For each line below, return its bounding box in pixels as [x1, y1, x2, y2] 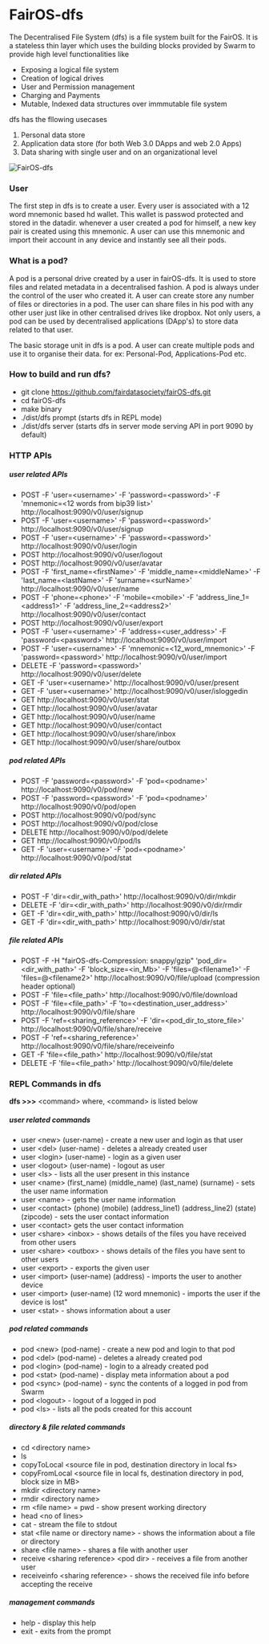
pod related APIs [9, 756, 66, 765]
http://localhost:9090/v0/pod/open [20, 802, 137, 811]
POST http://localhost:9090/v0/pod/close [20, 818, 159, 828]
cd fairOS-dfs [20, 395, 66, 405]
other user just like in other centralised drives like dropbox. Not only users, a [9, 308, 261, 317]
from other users [20, 1237, 77, 1246]
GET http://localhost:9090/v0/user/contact [20, 720, 163, 730]
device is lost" [20, 1297, 68, 1307]
